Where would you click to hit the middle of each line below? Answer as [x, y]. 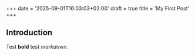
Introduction [29, 33]
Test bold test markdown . [37, 46]
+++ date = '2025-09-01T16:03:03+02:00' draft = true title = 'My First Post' [98, 8]
